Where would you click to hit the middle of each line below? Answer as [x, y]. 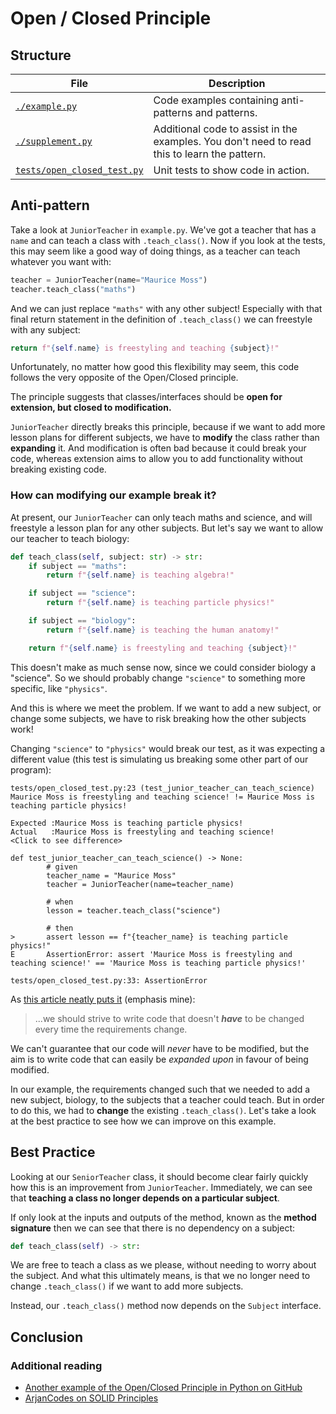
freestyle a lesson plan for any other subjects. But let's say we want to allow [167, 528]
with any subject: [45, 329]
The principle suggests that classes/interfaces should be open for [146, 397]
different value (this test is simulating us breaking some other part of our [159, 759]
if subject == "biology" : [82, 621]
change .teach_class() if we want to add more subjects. [127, 1286]
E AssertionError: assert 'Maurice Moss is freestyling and [151, 954]
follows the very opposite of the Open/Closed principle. [124, 378]
